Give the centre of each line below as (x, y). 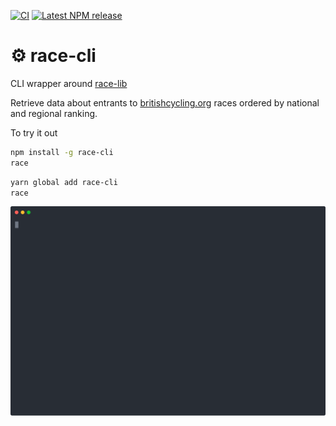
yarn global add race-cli (64, 182)
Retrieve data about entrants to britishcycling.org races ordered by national (165, 102)
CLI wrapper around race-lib (69, 83)
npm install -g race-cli (62, 152)
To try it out (34, 132)
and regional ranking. (54, 113)
